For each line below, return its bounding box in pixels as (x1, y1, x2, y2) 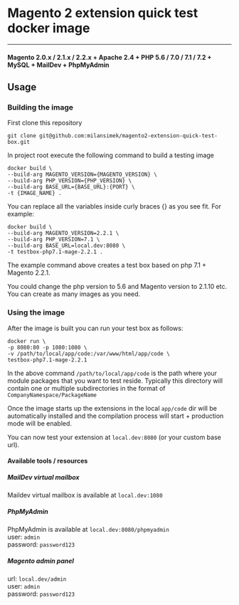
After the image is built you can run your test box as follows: (7, 324, 184, 332)
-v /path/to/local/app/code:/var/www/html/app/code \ (7, 350, 171, 357)
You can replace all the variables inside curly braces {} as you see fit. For (7, 202, 222, 211)
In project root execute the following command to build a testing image (7, 151, 215, 159)
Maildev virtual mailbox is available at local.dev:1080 (7, 491, 163, 500)
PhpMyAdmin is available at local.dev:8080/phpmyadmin (7, 525, 169, 534)
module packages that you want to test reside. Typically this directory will (7, 376, 223, 385)
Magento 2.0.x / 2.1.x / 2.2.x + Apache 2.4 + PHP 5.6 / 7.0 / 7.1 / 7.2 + (7, 53, 212, 61)
